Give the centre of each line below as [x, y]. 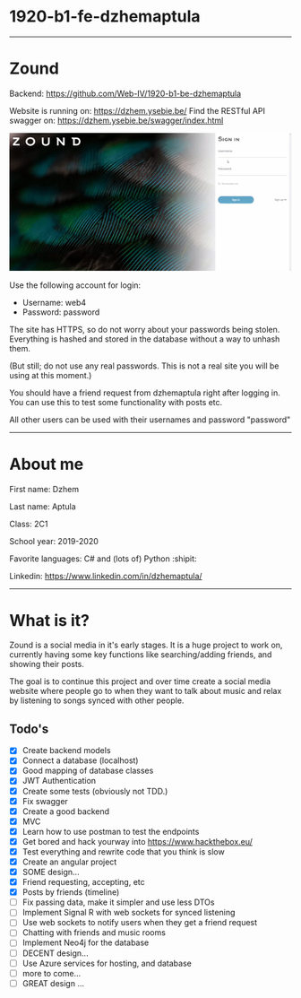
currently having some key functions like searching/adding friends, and [141, 655]
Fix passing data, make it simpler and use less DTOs [118, 902]
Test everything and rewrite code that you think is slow [124, 851]
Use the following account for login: [75, 285]
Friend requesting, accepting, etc [83, 882]
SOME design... [51, 872]
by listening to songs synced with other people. [97, 700]
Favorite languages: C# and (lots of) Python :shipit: [103, 559]
